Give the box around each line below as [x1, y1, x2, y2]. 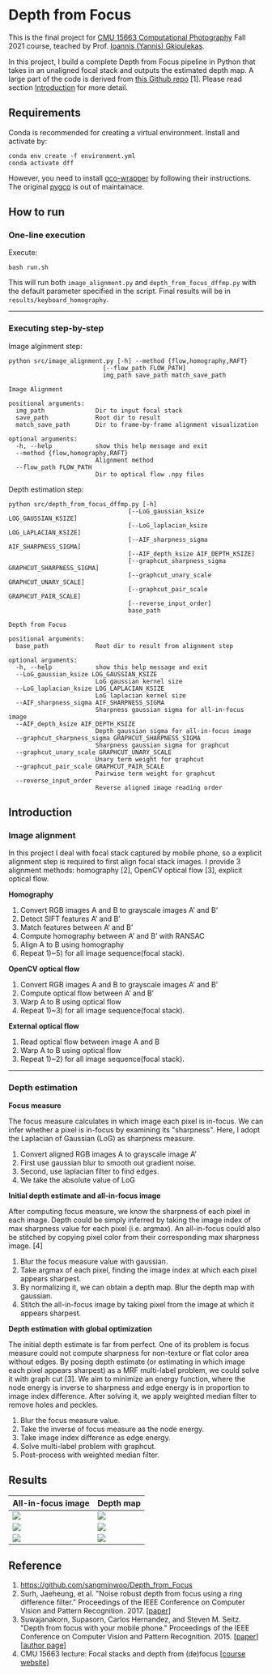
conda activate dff [8, 159, 74, 167]
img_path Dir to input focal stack [15, 407, 183, 415]
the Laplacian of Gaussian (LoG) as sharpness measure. [8, 1133, 196, 1143]
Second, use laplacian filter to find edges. [19, 1166, 159, 1176]
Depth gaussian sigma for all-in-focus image [95, 727, 252, 735]
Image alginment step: [8, 341, 83, 351]
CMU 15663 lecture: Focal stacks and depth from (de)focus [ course [19, 1649, 246, 1659]
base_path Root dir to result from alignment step [15, 641, 233, 650]
